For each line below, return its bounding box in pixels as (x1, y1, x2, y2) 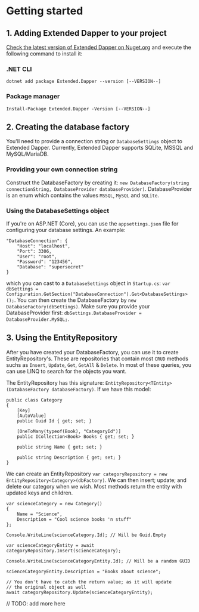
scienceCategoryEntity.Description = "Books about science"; (6, 568, 161, 574)
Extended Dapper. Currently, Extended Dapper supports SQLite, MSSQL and (6, 144, 194, 152)
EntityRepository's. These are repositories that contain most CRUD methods (6, 355, 189, 362)
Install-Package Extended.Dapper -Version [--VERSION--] (6, 106, 151, 112)
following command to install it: (6, 50, 83, 57)
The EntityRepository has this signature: (6, 379, 104, 386)
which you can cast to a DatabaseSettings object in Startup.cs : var (6, 280, 171, 287)
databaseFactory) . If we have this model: (51, 385, 151, 392)
